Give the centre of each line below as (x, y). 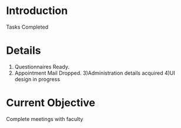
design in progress (37, 79)
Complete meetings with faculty (45, 119)
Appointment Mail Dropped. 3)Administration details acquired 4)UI (95, 73)
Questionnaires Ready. (42, 67)
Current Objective (51, 103)
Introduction (37, 11)
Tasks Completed (27, 27)
